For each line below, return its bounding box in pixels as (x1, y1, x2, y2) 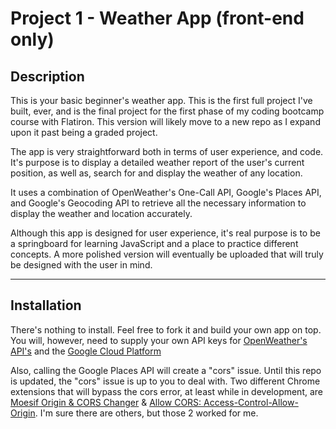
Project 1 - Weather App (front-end (10, 7, 305, 30)
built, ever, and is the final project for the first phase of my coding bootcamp (10, 105, 325, 117)
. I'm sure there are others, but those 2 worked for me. (34, 407, 259, 419)
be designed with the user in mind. (10, 259, 153, 271)
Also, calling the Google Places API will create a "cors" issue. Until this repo (10, 364, 322, 376)
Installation (10, 297, 82, 314)
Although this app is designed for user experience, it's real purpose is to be (10, 227, 321, 239)
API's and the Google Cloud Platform (10, 345, 162, 357)
